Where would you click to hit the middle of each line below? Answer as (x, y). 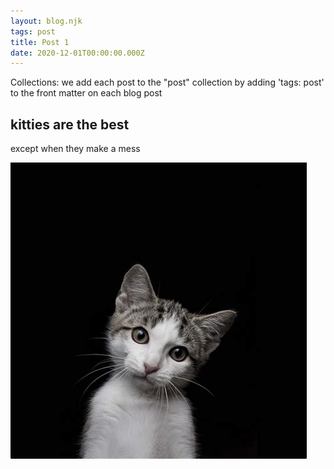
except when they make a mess (75, 149)
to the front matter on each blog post (86, 93)
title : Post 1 (40, 42)
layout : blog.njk (46, 21)
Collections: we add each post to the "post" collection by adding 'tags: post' (167, 82)
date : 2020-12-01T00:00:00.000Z (77, 53)
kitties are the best (70, 124)
